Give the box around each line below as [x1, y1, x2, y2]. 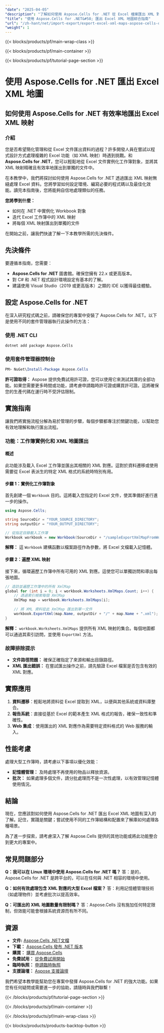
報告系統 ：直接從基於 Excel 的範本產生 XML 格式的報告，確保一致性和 [12, 711, 153, 717]
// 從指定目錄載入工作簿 [5, 530, 48, 535]
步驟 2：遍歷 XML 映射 [5, 557, 51, 562]
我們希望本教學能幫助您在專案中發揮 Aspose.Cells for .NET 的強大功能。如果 [5, 978, 159, 984]
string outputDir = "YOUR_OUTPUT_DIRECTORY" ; [5, 521, 99, 526]
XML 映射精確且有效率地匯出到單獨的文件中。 [5, 165, 97, 170]
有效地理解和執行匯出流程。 [5, 424, 61, 430]
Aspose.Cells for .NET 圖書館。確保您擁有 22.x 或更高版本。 [12, 270, 135, 276]
